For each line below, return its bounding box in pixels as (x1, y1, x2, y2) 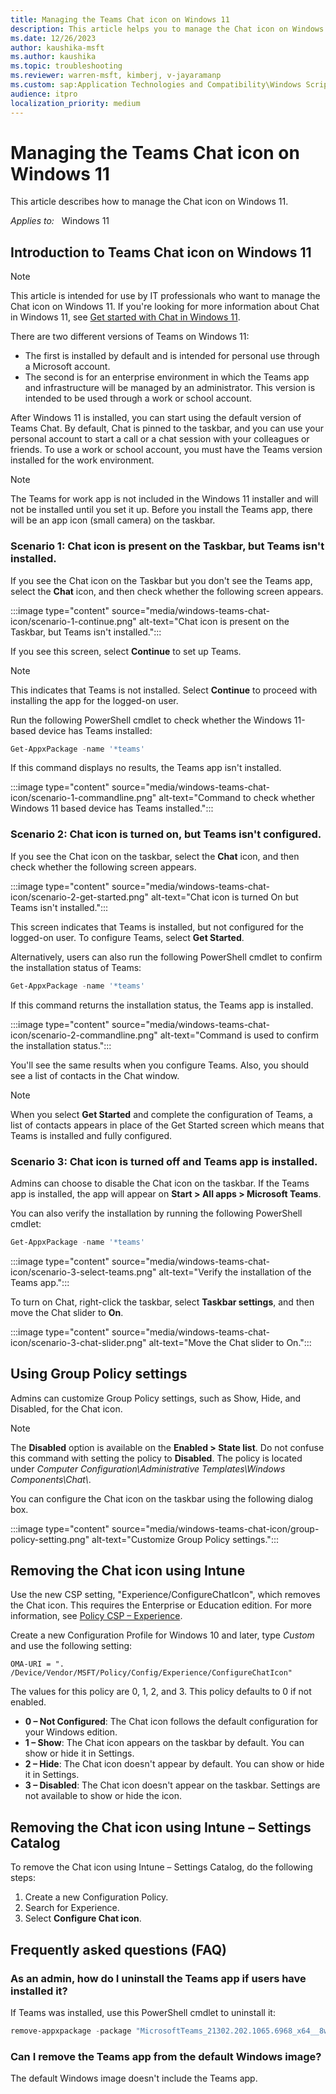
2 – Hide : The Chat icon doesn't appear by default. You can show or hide (24, 1758, 325, 1770)
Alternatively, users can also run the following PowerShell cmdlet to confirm (10, 951, 323, 963)
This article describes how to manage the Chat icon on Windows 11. (10, 196, 289, 208)
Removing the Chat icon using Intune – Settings (10, 1819, 312, 1836)
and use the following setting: (10, 1640, 133, 1652)
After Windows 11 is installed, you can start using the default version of (10, 412, 302, 424)
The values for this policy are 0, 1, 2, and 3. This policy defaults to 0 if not (10, 1686, 312, 1698)
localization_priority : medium (10, 98, 141, 108)
